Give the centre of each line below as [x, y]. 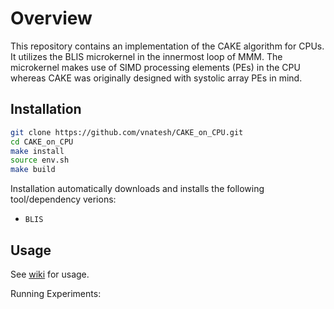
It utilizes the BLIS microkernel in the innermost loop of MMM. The [146, 56]
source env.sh [40, 160]
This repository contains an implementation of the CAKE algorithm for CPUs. [167, 46]
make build [33, 170]
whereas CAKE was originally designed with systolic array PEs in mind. [156, 78]
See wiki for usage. [50, 274]
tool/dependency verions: [63, 199]
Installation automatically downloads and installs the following [137, 189]
